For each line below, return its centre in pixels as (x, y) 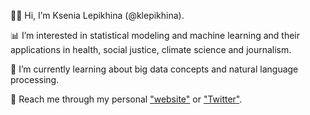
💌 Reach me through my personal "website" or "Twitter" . (126, 99)
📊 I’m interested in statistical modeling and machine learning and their (155, 35)
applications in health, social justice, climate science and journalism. (151, 49)
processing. (35, 79)
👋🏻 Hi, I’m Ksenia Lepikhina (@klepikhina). (97, 15)
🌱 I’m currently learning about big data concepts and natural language (154, 69)
